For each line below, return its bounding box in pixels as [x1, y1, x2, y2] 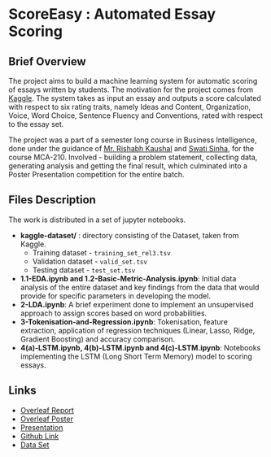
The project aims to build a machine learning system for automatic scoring [8, 76, 258, 85]
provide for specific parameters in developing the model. [20, 290, 212, 301]
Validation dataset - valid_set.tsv [32, 256, 148, 266]
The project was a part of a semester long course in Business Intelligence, [8, 135, 258, 145]
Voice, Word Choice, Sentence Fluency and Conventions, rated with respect [8, 111, 263, 120]
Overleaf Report [20, 405, 75, 415]
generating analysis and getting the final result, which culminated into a [8, 161, 248, 171]
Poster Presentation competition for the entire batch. [8, 170, 185, 179]
